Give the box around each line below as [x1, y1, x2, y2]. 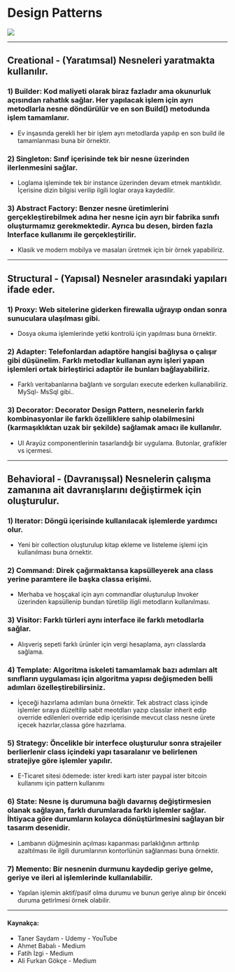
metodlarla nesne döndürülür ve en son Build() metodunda [7, 104, 211, 114]
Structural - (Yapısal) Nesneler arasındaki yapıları [7, 272, 227, 285]
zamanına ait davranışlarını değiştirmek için [7, 484, 201, 496]
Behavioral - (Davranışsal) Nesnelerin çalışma [7, 473, 211, 485]
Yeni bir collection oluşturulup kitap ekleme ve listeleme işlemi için [17, 541, 208, 549]
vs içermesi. [17, 446, 53, 454]
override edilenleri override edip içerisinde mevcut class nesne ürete [17, 713, 215, 722]
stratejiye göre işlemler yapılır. [7, 756, 113, 765]
